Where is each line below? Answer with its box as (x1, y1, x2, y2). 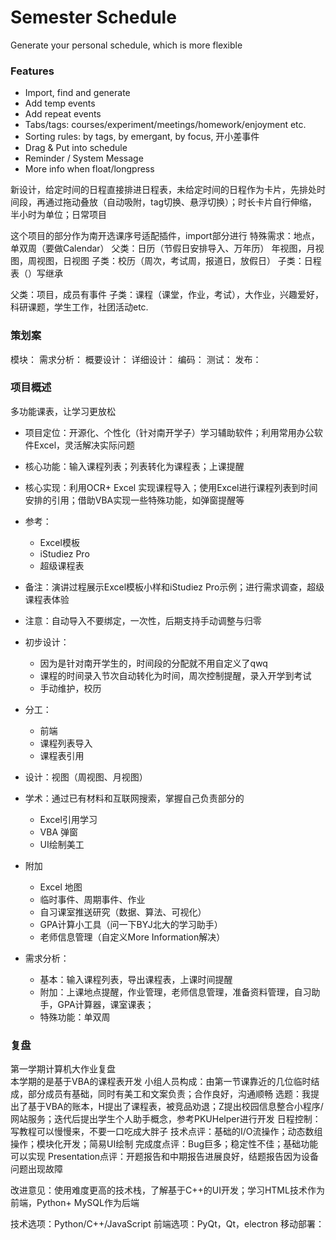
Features (10, 64, 55, 78)
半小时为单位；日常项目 (10, 209, 107, 221)
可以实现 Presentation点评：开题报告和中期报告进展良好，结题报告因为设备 (10, 1151, 320, 1163)
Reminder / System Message (24, 152, 144, 165)
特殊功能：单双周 (39, 1011, 111, 1023)
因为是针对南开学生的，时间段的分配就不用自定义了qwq (39, 657, 268, 669)
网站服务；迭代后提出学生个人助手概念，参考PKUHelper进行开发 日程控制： (10, 1113, 322, 1125)
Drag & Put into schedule (24, 142, 128, 154)
